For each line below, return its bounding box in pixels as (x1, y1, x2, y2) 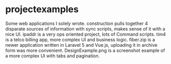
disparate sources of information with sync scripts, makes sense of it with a (5, 25, 165, 31)
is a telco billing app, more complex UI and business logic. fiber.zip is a (5, 37, 155, 43)
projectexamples (5, 4, 79, 15)
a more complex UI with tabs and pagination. (5, 52, 100, 59)
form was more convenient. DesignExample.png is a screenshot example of (5, 47, 165, 53)
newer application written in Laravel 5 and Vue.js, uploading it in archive (5, 42, 158, 48)
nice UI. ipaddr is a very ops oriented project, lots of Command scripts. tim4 (5, 31, 166, 37)
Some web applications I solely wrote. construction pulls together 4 (5, 20, 148, 26)
